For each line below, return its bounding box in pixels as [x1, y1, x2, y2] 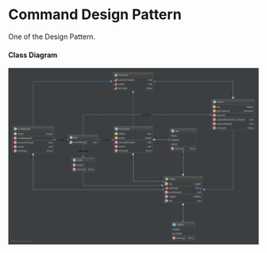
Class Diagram [8, 50, 58, 59]
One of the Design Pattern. [8, 32, 96, 41]
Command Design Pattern [8, 6, 182, 24]
